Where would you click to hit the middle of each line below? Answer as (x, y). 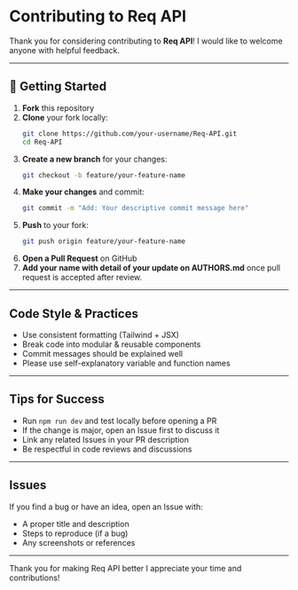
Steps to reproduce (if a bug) (75, 533)
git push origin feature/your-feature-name (104, 241)
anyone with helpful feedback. (65, 50)
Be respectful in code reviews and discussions (107, 449)
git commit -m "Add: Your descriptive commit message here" (135, 208)
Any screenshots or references (78, 542)
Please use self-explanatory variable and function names (126, 363)
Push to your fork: (55, 225)
